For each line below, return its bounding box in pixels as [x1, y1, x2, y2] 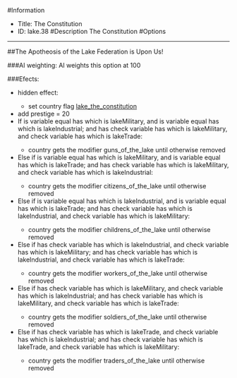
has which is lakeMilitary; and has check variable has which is [17, 248, 198, 256]
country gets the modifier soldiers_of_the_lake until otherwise [28, 313, 207, 321]
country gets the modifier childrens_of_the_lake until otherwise [28, 226, 211, 233]
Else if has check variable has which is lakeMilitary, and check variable [17, 284, 224, 292]
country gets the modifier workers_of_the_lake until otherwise [28, 269, 208, 277]
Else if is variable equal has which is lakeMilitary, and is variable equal [17, 153, 221, 161]
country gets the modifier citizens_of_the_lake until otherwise [28, 182, 207, 190]
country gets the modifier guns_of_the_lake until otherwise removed [28, 146, 226, 154]
